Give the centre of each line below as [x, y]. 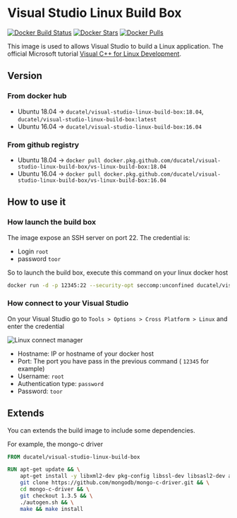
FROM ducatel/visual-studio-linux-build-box [74, 457]
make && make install [51, 509]
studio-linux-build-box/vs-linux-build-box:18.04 [92, 167]
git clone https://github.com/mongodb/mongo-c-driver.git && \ [115, 483]
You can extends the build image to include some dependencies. [101, 430]
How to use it [37, 202]
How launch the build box [52, 222]
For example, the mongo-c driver [55, 444]
